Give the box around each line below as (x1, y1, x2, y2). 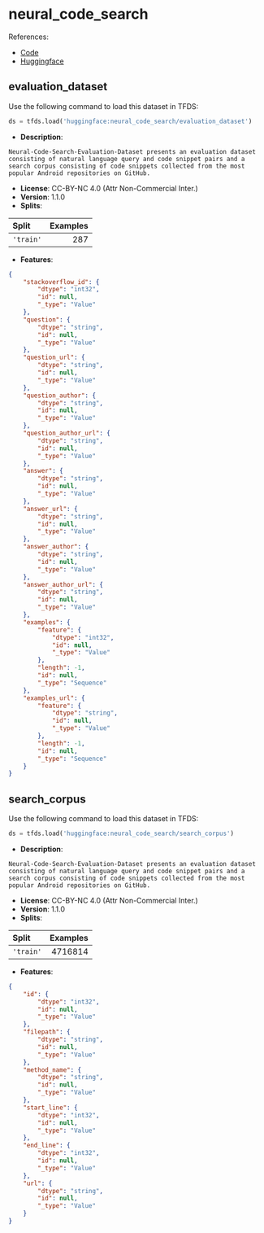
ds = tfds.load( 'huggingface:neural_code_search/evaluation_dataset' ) (8, 117, 253, 125)
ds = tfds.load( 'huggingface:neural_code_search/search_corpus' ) (8, 829, 234, 838)
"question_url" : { (23, 353, 85, 362)
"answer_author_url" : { (23, 580, 104, 588)
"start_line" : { (23, 1104, 79, 1112)
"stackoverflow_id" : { (23, 278, 100, 286)
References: (8, 32, 49, 42)
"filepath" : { (23, 1028, 71, 1036)
